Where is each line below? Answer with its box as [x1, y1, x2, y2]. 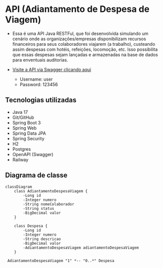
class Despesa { [14, 223, 48, 228]
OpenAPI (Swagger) [12, 151, 54, 157]
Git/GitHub [12, 114, 34, 120]
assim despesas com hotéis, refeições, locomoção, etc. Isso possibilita [12, 46, 158, 52]
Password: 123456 [19, 81, 58, 88]
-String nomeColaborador [23, 201, 75, 207]
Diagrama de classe [5, 171, 68, 179]
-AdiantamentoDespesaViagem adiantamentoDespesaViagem [23, 245, 139, 250]
